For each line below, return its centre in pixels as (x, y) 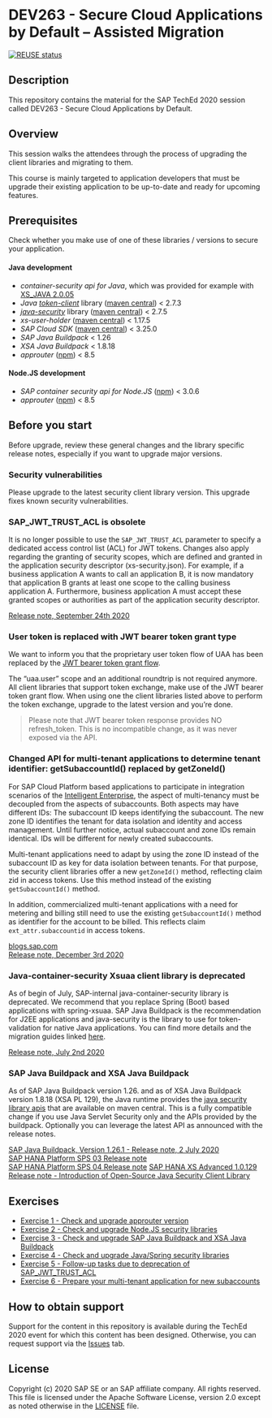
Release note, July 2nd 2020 (56, 1053)
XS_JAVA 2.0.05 (47, 294)
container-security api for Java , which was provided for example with (137, 285)
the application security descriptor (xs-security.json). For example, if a (126, 565)
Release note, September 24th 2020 (69, 616)
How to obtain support (66, 1306)
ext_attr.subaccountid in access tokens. (77, 930)
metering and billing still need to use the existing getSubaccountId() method (135, 913)
